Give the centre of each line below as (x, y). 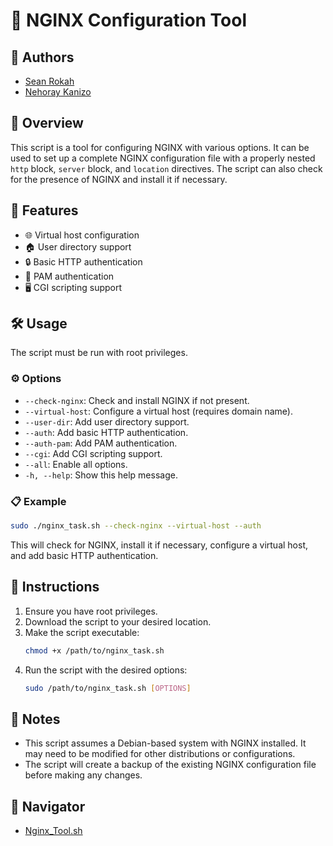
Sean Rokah (49, 81)
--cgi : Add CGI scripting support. (93, 453)
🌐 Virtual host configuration (82, 235)
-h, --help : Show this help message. (101, 475)
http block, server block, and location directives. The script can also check (166, 168)
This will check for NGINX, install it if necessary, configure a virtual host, (159, 545)
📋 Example (38, 501)
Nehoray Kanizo (58, 92)
